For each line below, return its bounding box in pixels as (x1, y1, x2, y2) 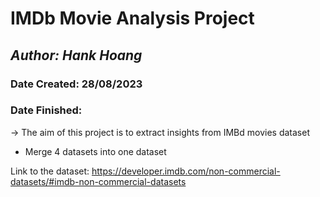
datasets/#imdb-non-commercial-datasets (10, 175, 187, 187)
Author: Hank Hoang (10, 47, 143, 64)
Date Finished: (10, 103, 83, 117)
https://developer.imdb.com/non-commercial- (91, 165, 281, 177)
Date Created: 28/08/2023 (10, 77, 143, 91)
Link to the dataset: (10, 165, 90, 177)
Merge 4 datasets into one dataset (24, 145, 167, 157)
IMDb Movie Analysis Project (10, 7, 255, 30)
